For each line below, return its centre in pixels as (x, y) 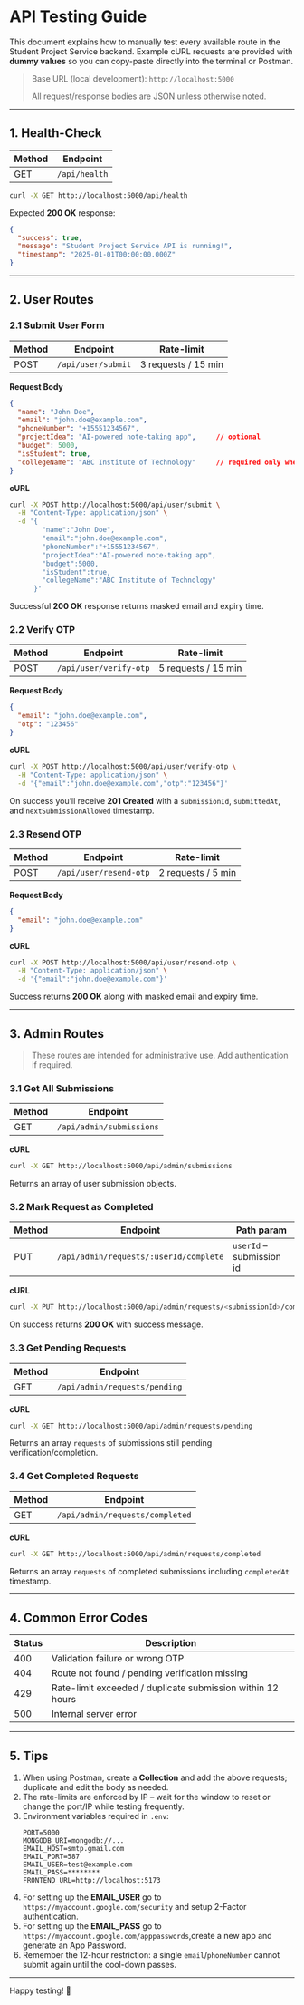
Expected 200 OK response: (62, 213)
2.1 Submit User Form (57, 325)
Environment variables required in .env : (95, 1816)
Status (28, 1643)
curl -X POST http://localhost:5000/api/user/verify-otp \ (123, 766)
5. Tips (29, 1756)
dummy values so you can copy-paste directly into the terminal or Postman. (152, 61)
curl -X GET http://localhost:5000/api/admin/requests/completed (135, 1554)
